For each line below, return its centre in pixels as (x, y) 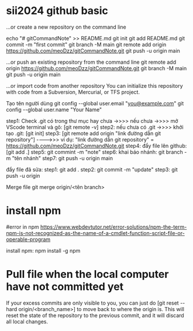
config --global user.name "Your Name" (54, 109)
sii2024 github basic (57, 11)
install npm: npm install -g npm (43, 250)
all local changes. (27, 321)
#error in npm (23, 227)
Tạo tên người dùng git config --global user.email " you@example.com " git (95, 103)
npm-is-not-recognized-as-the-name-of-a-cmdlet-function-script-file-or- (96, 233)
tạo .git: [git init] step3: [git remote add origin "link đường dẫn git (84, 133)
